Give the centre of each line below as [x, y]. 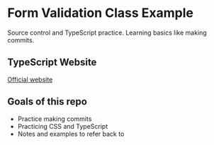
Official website [30, 79]
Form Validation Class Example [100, 13]
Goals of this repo [47, 101]
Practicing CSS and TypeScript [63, 126]
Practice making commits [55, 119]
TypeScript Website [52, 63]
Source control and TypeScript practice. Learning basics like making [107, 33]
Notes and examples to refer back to [71, 134]
